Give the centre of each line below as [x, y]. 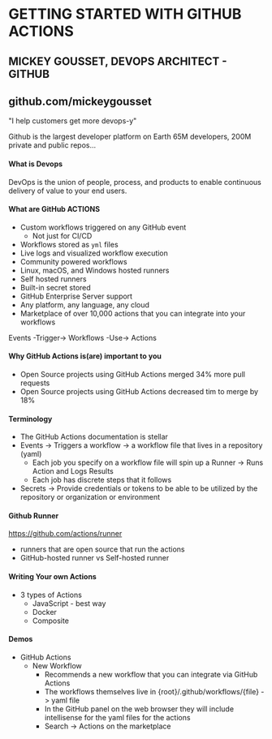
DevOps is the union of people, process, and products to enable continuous [135, 182]
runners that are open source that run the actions [102, 549]
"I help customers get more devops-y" [73, 121]
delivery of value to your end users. [68, 191]
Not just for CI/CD [62, 235]
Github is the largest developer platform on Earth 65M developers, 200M [130, 137]
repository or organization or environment [90, 497]
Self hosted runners [53, 279]
